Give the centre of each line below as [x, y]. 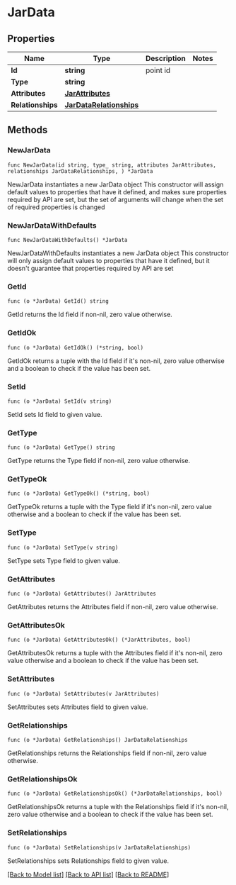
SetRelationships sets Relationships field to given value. [88, 861]
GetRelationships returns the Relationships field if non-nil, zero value [107, 753]
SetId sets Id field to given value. [55, 414]
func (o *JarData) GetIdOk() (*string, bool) [75, 347]
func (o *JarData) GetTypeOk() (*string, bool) [79, 494]
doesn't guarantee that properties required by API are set [90, 268]
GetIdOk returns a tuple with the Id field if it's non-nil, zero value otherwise [116, 361]
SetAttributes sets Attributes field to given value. [78, 707]
